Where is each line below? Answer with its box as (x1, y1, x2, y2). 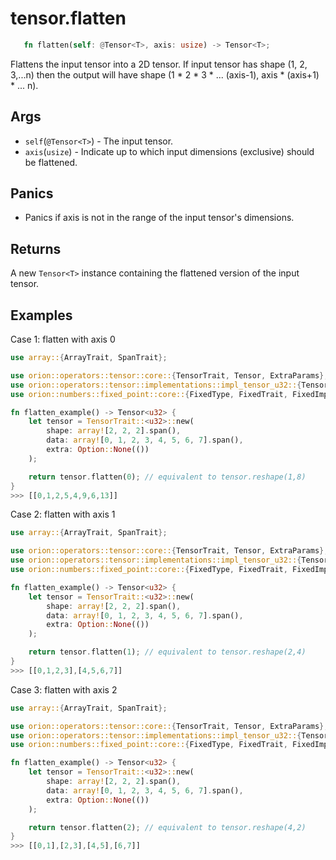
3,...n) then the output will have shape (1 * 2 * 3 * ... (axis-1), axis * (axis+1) (10, 68, 320, 81)
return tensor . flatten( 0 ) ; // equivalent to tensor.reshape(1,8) (28, 472, 307, 482)
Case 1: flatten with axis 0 (10, 333, 116, 346)
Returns (10, 240, 62, 257)
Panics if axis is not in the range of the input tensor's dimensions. (24, 212, 295, 224)
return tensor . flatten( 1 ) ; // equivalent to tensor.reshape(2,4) (28, 647, 307, 657)
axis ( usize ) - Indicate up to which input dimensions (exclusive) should (24, 145, 315, 157)
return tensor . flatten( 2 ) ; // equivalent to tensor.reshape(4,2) (28, 822, 307, 832)
